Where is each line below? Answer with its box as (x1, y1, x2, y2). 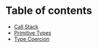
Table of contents (5, 4, 93, 17)
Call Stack (13, 23, 38, 30)
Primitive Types (13, 29, 52, 36)
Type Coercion (13, 35, 50, 42)
